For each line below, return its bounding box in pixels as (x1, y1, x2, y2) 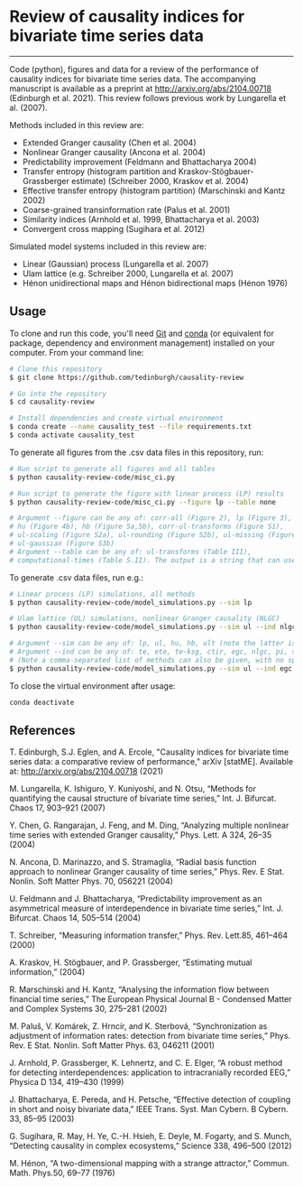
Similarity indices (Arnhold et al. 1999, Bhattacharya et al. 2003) (22, 214, 260, 225)
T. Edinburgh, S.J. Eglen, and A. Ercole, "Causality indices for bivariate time (9, 747, 289, 757)
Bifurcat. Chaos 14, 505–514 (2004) (9, 913, 142, 923)
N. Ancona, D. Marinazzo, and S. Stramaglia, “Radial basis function (9, 857, 257, 867)
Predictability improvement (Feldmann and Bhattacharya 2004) (22, 156, 257, 167)
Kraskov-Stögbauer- (178, 165, 254, 177)
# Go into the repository (9, 389, 106, 398)
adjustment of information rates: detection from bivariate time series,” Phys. (9, 1031, 291, 1042)
